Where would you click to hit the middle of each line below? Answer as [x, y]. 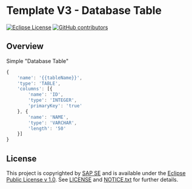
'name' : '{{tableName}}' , [50, 78]
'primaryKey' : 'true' [55, 106]
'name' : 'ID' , [46, 94]
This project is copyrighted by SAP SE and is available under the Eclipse [96, 173]
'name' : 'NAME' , [48, 117]
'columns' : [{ [35, 89]
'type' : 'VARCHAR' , [53, 123]
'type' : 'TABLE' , [39, 83]
